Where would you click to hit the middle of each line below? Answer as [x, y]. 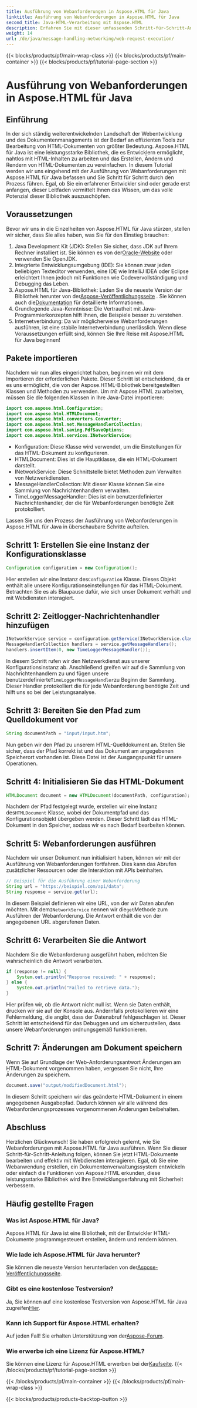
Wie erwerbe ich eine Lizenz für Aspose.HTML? [75, 1351]
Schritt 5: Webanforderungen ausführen [81, 843]
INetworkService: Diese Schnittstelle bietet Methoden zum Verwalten [98, 471]
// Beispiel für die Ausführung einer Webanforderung [73, 881]
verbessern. [21, 1185]
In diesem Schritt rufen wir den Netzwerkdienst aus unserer [78, 661]
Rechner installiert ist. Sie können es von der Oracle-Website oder [94, 252]
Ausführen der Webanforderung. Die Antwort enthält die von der [84, 915]
